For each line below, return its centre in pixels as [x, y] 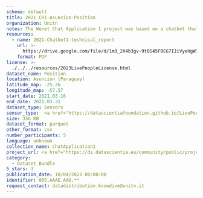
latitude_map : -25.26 [34, 85]
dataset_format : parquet [37, 124]
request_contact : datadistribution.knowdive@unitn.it [76, 186]
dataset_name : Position [36, 74]
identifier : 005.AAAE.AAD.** [43, 180]
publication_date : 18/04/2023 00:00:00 [56, 175]
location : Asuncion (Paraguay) [46, 79]
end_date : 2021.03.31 [34, 101]
